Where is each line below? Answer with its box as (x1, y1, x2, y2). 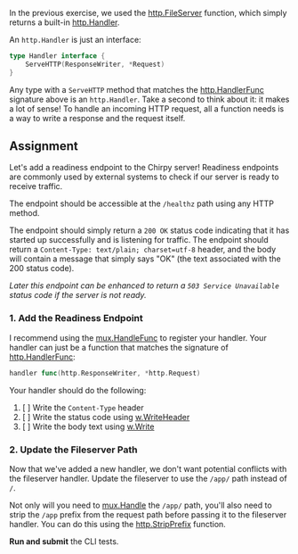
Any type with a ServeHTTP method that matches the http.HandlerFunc (9, 84, 265, 95)
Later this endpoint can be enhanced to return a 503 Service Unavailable (9, 280, 280, 291)
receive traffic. (9, 181, 63, 192)
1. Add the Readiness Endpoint (9, 312, 144, 325)
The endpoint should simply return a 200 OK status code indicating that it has (9, 225, 290, 236)
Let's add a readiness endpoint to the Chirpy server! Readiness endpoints (9, 162, 279, 173)
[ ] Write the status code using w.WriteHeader (21, 411, 190, 422)
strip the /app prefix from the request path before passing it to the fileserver (9, 509, 287, 520)
